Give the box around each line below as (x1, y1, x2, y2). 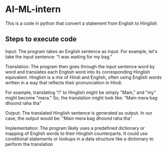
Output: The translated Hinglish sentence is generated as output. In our (5, 110, 152, 116)
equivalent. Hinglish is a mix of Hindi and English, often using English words (5, 74, 162, 80)
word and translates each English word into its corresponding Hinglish (5, 69, 150, 75)
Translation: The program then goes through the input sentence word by (5, 63, 155, 69)
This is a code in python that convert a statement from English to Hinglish (5, 20, 157, 26)
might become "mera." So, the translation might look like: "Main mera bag (5, 94, 157, 100)
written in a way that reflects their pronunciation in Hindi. (5, 79, 123, 85)
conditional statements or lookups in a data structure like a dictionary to (5, 135, 154, 142)
